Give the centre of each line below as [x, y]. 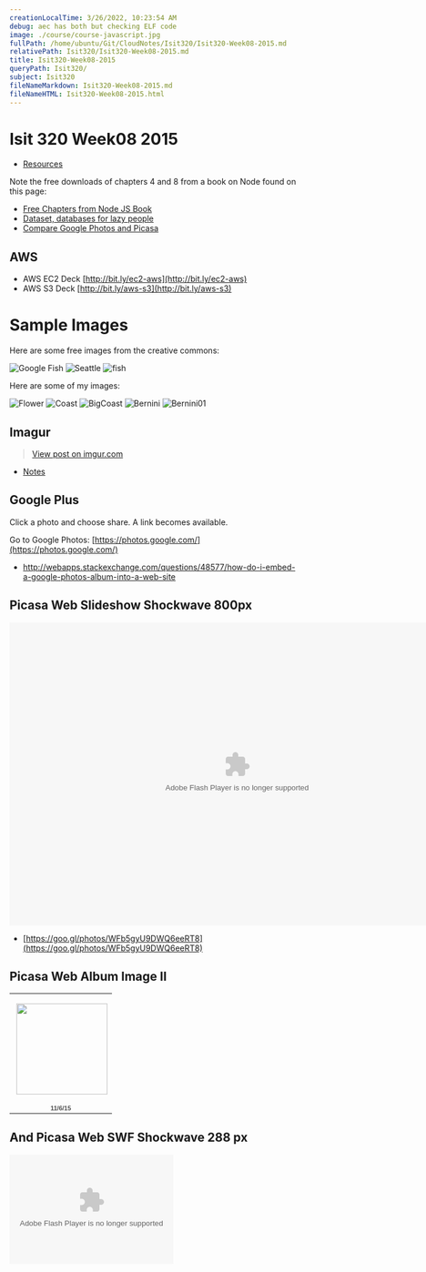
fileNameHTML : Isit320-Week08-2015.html [87, 94]
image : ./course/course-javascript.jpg [85, 35]
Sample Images [69, 325]
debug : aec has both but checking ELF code [93, 26]
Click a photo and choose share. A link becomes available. [119, 522]
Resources [43, 164]
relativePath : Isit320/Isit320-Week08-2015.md [99, 52]
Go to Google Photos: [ [52, 540]
